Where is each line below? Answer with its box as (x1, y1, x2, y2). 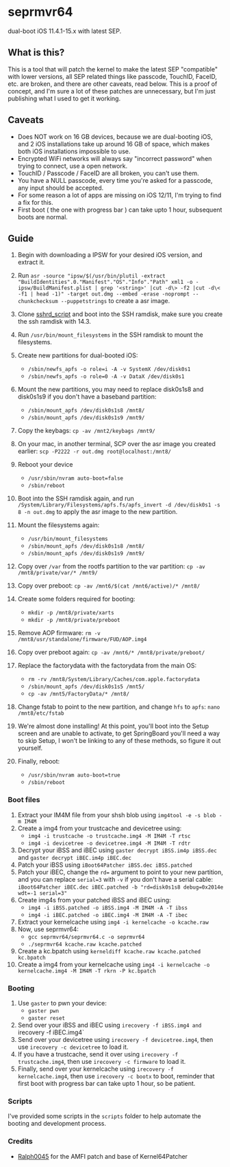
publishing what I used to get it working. (8, 94, 121, 102)
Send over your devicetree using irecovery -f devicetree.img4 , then (17, 1035, 214, 1043)
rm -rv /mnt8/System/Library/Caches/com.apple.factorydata (27, 676, 201, 683)
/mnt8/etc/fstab (17, 710, 64, 717)
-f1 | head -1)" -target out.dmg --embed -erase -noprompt (17, 291, 190, 298)
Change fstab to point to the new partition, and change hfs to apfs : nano (17, 702, 220, 711)
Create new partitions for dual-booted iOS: (17, 351, 138, 359)
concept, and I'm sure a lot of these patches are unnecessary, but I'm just (8, 87, 216, 95)
